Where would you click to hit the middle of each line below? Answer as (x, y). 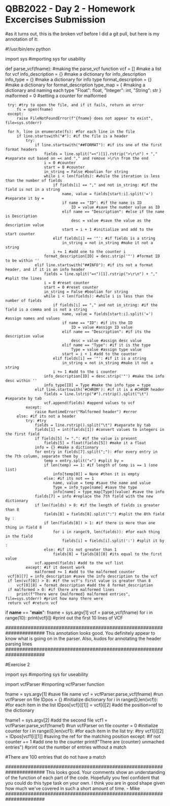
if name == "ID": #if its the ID (97, 323)
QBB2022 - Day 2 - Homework (70, 9)
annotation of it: (22, 39)
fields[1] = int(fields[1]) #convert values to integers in (100, 429)
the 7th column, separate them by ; (44, 456)
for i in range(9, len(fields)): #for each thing (106, 532)
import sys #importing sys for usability (45, 58)
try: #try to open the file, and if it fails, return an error (76, 105)
